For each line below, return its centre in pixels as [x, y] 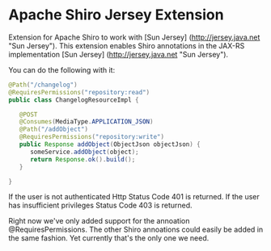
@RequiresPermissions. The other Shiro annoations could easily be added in [136, 230]
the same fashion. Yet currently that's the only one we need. [109, 238]
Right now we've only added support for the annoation [99, 221]
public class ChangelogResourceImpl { [74, 100]
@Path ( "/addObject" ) [54, 130]
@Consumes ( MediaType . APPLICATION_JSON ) [86, 122]
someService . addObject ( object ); [84, 152]
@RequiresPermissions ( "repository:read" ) [79, 92]
